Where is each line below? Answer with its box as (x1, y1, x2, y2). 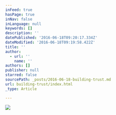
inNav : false (5, 16, 33, 21)
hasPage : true (5, 12, 35, 17)
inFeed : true (5, 7, 33, 12)
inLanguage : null (5, 21, 42, 26)
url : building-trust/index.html (5, 81, 73, 86)
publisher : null (5, 68, 39, 73)
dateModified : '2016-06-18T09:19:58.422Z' (5, 40, 95, 45)
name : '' (14, 58, 33, 63)
